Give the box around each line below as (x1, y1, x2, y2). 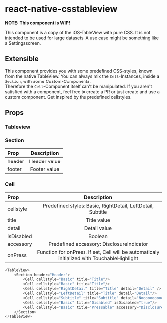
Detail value (84, 225, 112, 232)
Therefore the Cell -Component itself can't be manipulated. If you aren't (5, 83, 152, 89)
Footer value (30, 166, 60, 173)
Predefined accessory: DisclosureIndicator (48, 241, 148, 247)
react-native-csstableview (5, 3, 118, 15)
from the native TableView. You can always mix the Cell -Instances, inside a (5, 73, 159, 79)
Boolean (88, 233, 108, 240)
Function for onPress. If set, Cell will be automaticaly (37, 248, 160, 255)
